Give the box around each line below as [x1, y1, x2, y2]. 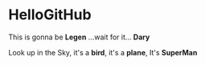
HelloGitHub [8, 6, 92, 24]
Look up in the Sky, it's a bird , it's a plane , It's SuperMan [8, 47, 198, 57]
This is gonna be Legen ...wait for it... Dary [8, 32, 150, 42]
